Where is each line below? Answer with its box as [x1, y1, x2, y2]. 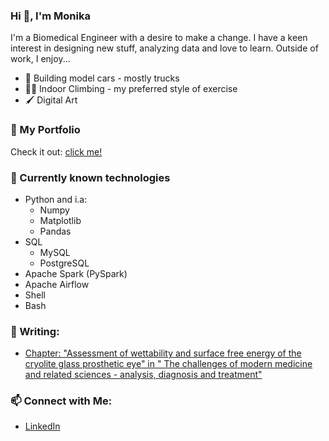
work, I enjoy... [10, 53, 71, 65]
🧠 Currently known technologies [10, 170, 171, 184]
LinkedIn [24, 420, 61, 433]
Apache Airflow [24, 278, 90, 290]
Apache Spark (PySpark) [24, 267, 128, 279]
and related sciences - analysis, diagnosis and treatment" [24, 369, 263, 381]
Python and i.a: [24, 193, 88, 205]
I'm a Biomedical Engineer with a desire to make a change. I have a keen [10, 32, 308, 44]
